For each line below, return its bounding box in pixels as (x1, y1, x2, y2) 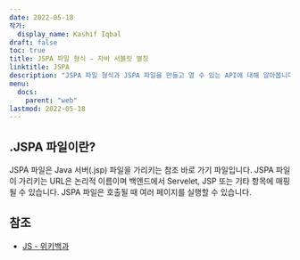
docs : (17, 87, 38, 96)
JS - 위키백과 (21, 240, 70, 251)
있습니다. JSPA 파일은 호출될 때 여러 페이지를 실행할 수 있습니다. (28, 187, 252, 198)
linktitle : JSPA (9, 63, 70, 72)
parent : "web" (25, 95, 78, 105)
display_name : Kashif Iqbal (17, 29, 122, 38)
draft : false (9, 37, 58, 47)
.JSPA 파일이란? (9, 139, 96, 154)
